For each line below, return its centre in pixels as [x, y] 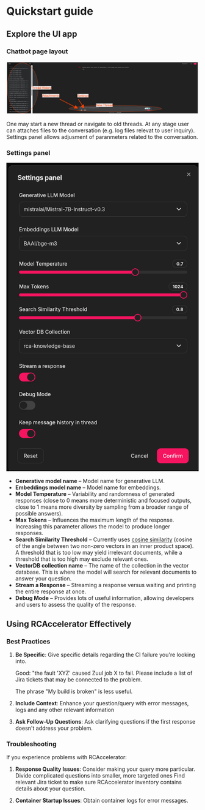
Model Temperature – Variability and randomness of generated [95, 494]
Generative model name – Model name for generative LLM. [90, 481]
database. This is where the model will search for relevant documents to [106, 572]
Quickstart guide [50, 11]
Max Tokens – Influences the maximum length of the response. [95, 520]
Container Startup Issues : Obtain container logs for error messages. [102, 801]
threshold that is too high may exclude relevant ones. [81, 559]
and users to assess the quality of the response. [76, 605]
